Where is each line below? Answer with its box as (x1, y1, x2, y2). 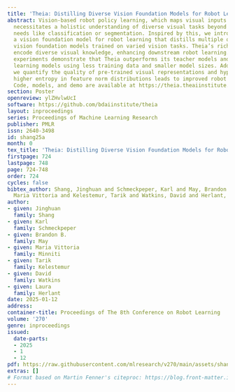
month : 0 (7, 140, 33, 147)
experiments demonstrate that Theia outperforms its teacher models (13, 56, 218, 63)
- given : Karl (7, 218, 49, 225)
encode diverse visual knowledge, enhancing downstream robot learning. (13, 50, 230, 57)
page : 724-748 (7, 166, 49, 173)
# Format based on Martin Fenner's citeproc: (7, 374, 142, 381)
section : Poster (7, 88, 55, 95)
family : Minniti (13, 251, 61, 258)
